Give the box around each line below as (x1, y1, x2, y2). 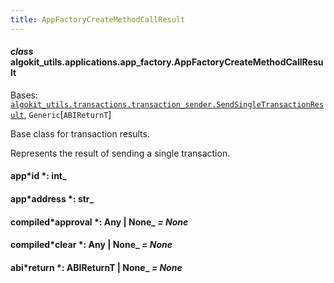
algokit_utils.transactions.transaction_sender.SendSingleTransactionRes (10, 99, 325, 110)
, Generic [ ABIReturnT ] (23, 108, 112, 120)
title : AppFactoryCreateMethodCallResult (10, 14, 186, 25)
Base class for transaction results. (10, 127, 150, 140)
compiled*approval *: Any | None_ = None (10, 216, 189, 228)
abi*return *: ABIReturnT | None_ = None (10, 261, 183, 273)
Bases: (10, 89, 38, 101)
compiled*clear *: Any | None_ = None (10, 239, 173, 251)
